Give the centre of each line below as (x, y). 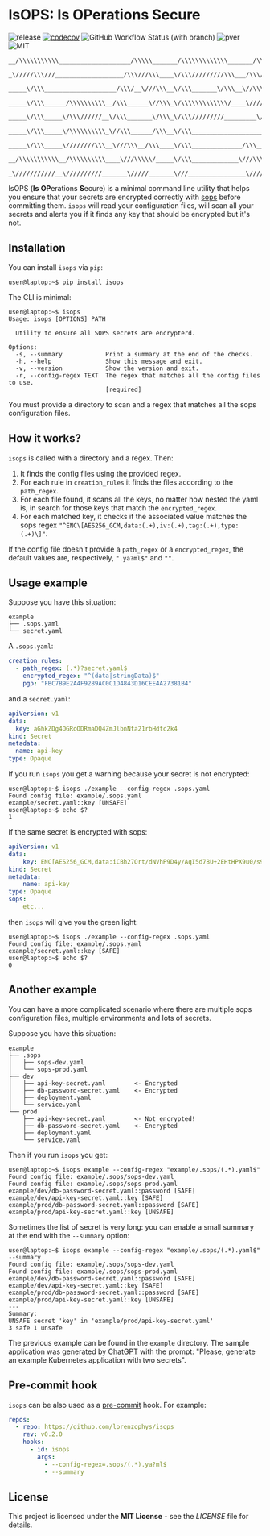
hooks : (34, 1442)
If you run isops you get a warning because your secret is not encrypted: (129, 774)
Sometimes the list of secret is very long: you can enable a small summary (131, 1226)
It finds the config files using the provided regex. (100, 473)
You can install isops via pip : (55, 267)
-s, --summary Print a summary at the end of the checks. (134, 354)
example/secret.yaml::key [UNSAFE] (68, 803)
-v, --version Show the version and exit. (107, 368)
